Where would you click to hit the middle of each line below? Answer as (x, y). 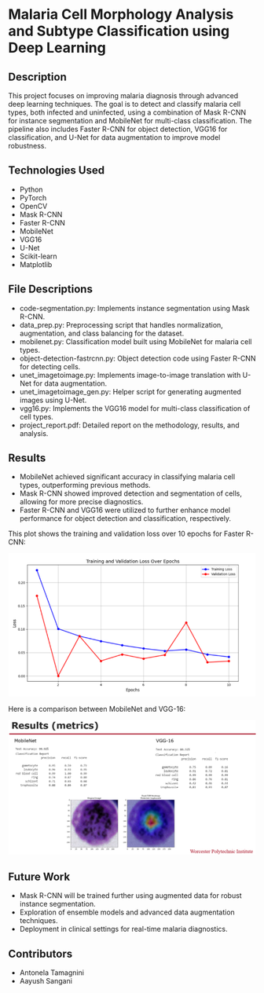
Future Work (39, 876)
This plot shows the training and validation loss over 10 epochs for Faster (126, 534)
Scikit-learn (38, 256)
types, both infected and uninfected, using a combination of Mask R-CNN (127, 112)
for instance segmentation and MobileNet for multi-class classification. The (130, 121)
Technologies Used (56, 170)
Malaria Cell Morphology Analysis (121, 15)
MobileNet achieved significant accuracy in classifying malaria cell (127, 477)
